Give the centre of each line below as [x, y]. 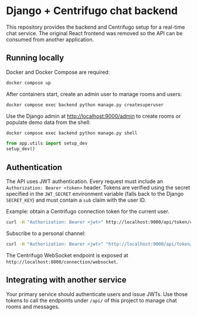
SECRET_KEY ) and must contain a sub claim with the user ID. [76, 200]
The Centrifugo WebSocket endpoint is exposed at [67, 255]
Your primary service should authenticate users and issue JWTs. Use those [97, 294]
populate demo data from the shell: [48, 122]
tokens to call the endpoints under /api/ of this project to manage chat [91, 300]
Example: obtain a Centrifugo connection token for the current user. [88, 211]
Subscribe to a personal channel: [46, 233]
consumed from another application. [50, 39]
